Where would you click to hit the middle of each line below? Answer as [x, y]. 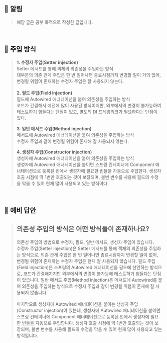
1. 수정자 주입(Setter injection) [47, 62]
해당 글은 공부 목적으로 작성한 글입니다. [55, 22]
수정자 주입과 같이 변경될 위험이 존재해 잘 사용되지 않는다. [73, 141]
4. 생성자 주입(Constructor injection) [54, 152]
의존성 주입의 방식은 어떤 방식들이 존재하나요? [83, 229]
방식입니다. [27, 335]
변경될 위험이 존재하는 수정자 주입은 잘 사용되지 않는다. [70, 81]
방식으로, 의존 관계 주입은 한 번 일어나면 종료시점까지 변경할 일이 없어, [90, 254]
